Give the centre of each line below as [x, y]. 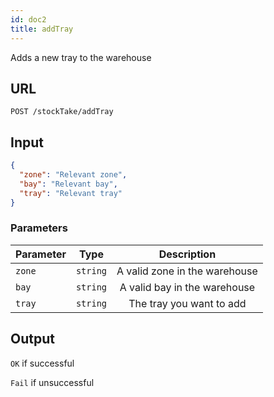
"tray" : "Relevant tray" [71, 193]
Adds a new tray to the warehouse [81, 57]
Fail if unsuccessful [52, 382]
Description [187, 254]
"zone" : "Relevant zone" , [73, 175]
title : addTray [42, 29]
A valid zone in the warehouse [187, 271]
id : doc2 [28, 19]
